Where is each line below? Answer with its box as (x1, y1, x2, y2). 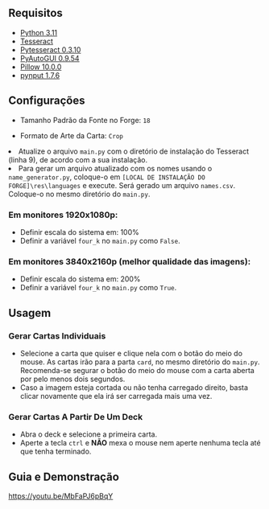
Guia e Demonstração (8, 470, 119, 483)
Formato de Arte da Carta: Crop (19, 130, 123, 140)
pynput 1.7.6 (19, 70, 60, 80)
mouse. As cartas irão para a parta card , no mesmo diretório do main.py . (19, 357, 260, 367)
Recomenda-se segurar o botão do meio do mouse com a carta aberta (19, 365, 255, 375)
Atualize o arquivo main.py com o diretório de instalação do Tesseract (19, 146, 250, 156)
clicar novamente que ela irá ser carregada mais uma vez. (19, 391, 213, 400)
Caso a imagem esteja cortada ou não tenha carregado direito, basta (19, 382, 248, 392)
